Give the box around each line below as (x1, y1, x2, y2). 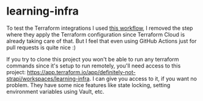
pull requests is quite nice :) (6, 44, 76, 51)
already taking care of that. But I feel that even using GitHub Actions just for (6, 37, 197, 44)
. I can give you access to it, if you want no (89, 75, 197, 82)
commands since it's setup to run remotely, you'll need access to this (6, 62, 181, 69)
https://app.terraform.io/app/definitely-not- (27, 68, 136, 75)
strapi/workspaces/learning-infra (6, 75, 90, 82)
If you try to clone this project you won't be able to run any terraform (6, 55, 179, 63)
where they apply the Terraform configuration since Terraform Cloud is (6, 30, 185, 38)
